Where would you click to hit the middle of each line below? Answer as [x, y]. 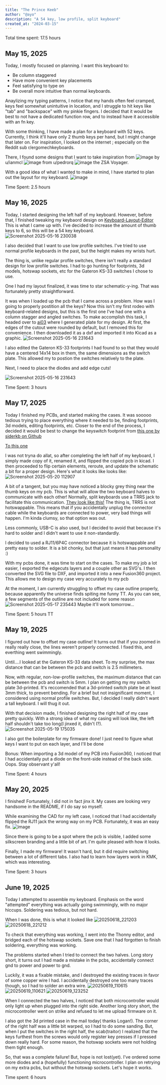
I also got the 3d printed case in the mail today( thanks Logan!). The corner [82, 1021]
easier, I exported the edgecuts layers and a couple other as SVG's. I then [80, 568]
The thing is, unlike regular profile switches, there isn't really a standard [78, 260]
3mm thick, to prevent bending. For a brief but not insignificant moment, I [80, 693]
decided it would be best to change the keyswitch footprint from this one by [83, 431]
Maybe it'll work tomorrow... [106, 604]
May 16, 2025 [27, 203]
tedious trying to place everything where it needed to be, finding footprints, [82, 420]
